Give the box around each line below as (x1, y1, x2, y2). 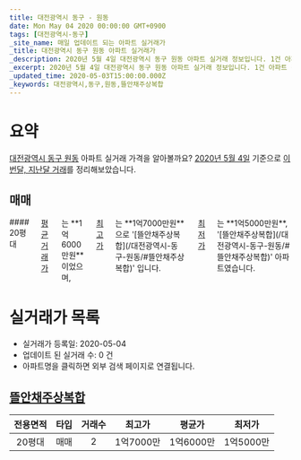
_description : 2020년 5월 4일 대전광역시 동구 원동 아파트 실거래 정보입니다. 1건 (9, 55, 281, 64)
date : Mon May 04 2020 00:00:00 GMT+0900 (9, 22, 167, 30)
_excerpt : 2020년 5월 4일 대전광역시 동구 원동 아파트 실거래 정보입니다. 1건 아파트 (9, 64, 288, 73)
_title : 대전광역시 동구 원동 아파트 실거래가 (9, 47, 156, 56)
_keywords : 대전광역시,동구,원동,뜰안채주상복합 (9, 80, 164, 89)
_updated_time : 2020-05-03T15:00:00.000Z (9, 72, 167, 81)
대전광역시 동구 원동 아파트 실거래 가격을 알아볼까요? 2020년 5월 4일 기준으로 (9, 152, 282, 163)
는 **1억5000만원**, (216, 218, 288, 229)
